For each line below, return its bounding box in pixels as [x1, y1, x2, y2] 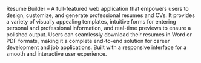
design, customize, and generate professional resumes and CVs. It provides [6, 12, 196, 19]
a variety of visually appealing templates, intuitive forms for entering [6, 18, 177, 25]
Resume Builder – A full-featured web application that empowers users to [6, 5, 189, 12]
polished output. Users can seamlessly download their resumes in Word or [6, 31, 193, 38]
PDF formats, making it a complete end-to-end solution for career [6, 38, 170, 44]
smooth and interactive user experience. [6, 50, 107, 57]
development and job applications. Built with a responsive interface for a [6, 44, 187, 51]
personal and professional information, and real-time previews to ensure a [6, 24, 191, 31]
